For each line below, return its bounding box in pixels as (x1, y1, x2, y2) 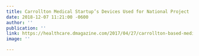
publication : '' (6, 25, 46, 31)
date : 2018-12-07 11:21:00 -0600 (6, 14, 89, 20)
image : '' (6, 36, 31, 42)
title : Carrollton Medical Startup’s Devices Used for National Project (6, 8, 190, 15)
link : (6, 31, 20, 37)
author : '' (6, 19, 33, 25)
